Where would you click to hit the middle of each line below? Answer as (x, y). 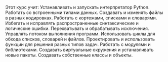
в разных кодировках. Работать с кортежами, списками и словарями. (81, 18)
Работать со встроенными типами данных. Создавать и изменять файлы (84, 12)
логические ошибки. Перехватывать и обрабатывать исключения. (77, 28)
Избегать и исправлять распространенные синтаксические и (72, 23)
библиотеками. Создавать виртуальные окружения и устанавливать (79, 50)
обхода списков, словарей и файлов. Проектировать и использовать (80, 39)
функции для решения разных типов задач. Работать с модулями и (78, 44)
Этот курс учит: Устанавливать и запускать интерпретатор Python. (77, 7)
